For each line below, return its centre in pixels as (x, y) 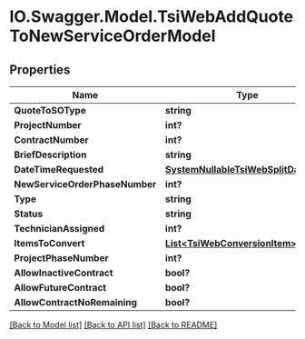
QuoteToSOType (50, 110)
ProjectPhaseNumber (61, 258)
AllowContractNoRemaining (76, 302)
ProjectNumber (48, 125)
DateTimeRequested (59, 169)
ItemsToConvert (49, 243)
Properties (40, 70)
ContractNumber (51, 140)
